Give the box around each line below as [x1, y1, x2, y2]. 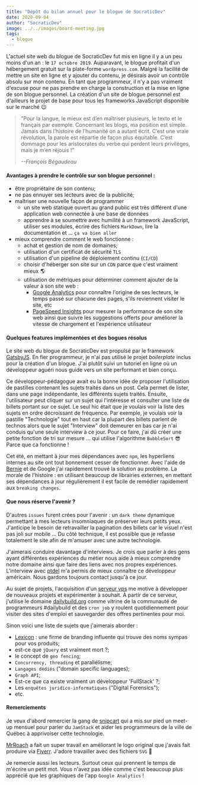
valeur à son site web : [23, 282, 79, 289]
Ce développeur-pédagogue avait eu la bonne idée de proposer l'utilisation [6, 378, 190, 385]
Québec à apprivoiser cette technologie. [6, 730, 105, 737]
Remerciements [6, 704, 46, 711]
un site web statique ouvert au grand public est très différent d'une [23, 204, 187, 211]
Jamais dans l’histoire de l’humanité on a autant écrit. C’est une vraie [20, 127, 189, 135]
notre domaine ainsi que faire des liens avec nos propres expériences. [6, 560, 178, 568]
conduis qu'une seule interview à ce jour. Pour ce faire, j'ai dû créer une [6, 428, 182, 435]
